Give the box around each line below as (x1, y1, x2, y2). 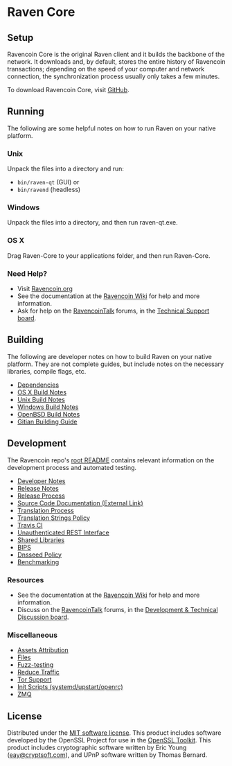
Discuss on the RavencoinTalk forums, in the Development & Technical (17, 605, 218, 613)
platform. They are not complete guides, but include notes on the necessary (7, 360, 224, 368)
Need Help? (7, 268, 48, 278)
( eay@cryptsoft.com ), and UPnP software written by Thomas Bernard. (7, 751, 208, 759)
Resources (7, 575, 44, 584)
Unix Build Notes (17, 395, 66, 403)
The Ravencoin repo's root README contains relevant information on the (7, 455, 215, 464)
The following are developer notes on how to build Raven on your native (7, 352, 213, 360)
